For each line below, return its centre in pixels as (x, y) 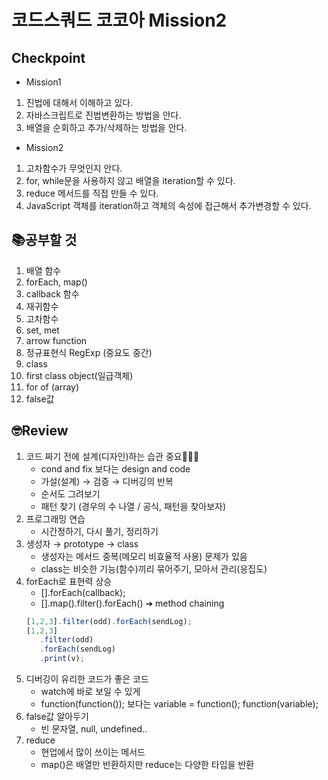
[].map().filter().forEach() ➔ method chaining (132, 603)
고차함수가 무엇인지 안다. (74, 168)
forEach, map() (56, 282)
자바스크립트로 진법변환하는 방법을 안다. (103, 115)
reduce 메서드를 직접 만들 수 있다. (92, 193)
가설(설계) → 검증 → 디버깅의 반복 (107, 481)
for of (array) (52, 387)
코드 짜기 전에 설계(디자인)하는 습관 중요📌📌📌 (112, 456)
